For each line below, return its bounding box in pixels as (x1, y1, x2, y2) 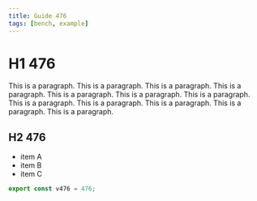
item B (19, 160, 42, 170)
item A (19, 152, 42, 162)
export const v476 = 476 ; (8, 185, 96, 193)
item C (19, 169, 43, 179)
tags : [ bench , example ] (8, 19, 89, 28)
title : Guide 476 (8, 11, 67, 20)
